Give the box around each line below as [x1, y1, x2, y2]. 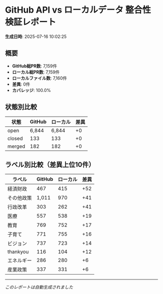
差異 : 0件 [12, 81, 31, 87]
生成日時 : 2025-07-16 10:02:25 [5, 34, 67, 39]
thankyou [7, 248, 29, 255]
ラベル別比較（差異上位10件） [5, 160, 96, 169]
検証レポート [5, 17, 57, 28]
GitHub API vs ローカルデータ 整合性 [5, 4, 151, 16]
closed [7, 135, 23, 141]
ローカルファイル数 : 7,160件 [12, 75, 67, 81]
